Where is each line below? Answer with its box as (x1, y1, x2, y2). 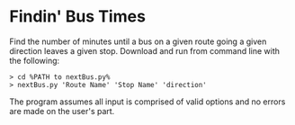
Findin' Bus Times (9, 6, 147, 27)
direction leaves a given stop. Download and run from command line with (9, 45, 281, 56)
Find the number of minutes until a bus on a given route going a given (9, 36, 267, 47)
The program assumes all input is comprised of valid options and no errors (9, 96, 286, 107)
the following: (9, 55, 60, 66)
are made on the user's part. (9, 105, 115, 116)
